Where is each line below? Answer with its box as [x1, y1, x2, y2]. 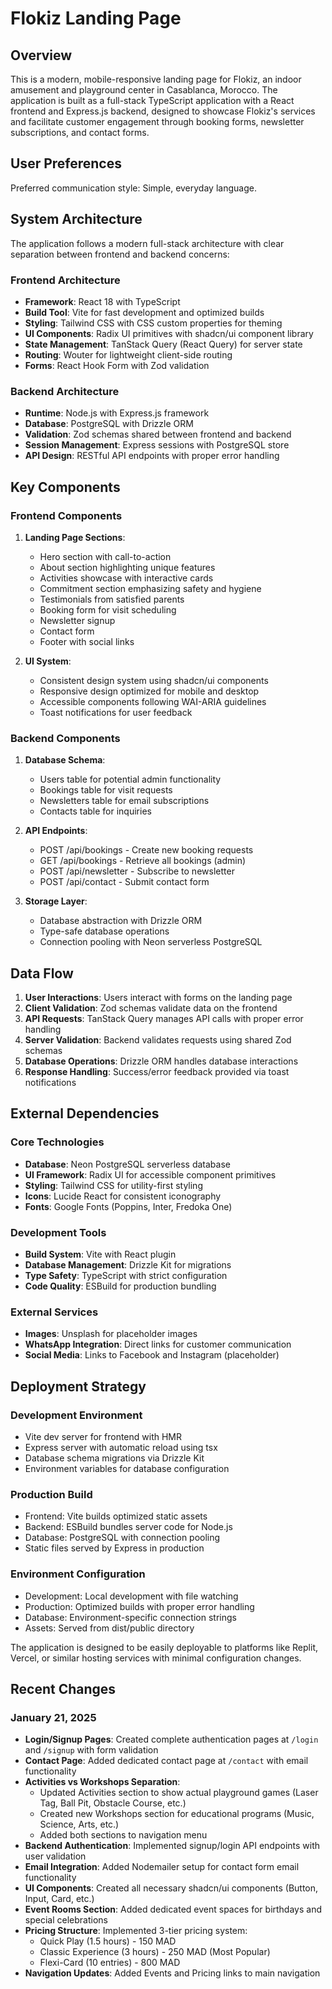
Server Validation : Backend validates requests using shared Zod [24, 1034, 292, 1046]
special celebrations [24, 1914, 108, 1926]
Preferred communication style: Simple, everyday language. [10, 182, 257, 194]
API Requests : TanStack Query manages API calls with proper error [24, 1013, 304, 1025]
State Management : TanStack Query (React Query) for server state [24, 338, 303, 350]
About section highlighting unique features [39, 561, 216, 573]
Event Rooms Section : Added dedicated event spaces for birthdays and [24, 1903, 322, 1916]
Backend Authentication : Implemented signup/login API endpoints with [24, 1840, 321, 1852]
